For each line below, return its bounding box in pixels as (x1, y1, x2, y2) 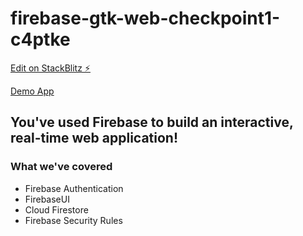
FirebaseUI (24, 193, 70, 205)
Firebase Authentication (24, 182, 124, 194)
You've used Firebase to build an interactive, (10, 114, 294, 131)
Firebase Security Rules (24, 214, 123, 226)
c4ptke (10, 28, 71, 51)
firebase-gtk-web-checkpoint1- (10, 7, 281, 30)
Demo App (10, 85, 55, 97)
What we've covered (10, 160, 113, 174)
